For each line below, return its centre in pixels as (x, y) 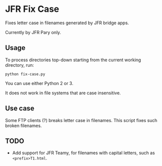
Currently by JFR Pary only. (33, 32)
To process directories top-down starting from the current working (73, 60)
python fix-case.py (25, 74)
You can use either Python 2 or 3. (39, 83)
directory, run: (20, 65)
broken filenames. (24, 125)
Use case (20, 108)
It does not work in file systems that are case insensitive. (63, 93)
